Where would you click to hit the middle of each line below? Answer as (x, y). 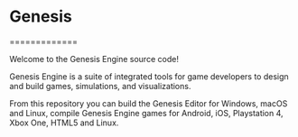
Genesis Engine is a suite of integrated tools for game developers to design (149, 76)
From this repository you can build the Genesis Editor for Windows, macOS (149, 103)
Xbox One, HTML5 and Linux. (64, 123)
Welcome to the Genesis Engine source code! (94, 59)
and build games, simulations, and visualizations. (100, 86)
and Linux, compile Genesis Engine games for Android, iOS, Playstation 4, (146, 113)
